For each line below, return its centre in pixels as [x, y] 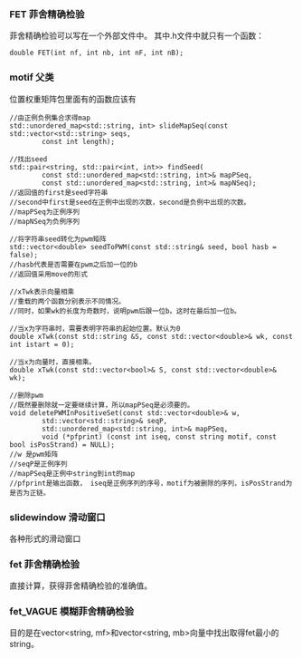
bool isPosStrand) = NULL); [62, 445]
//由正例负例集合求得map [50, 118]
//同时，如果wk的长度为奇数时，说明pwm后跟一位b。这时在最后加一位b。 [125, 311]
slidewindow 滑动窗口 [57, 517]
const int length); [79, 141]
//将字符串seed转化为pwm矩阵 [58, 239]
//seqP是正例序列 [38, 464]
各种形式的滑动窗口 [45, 538]
